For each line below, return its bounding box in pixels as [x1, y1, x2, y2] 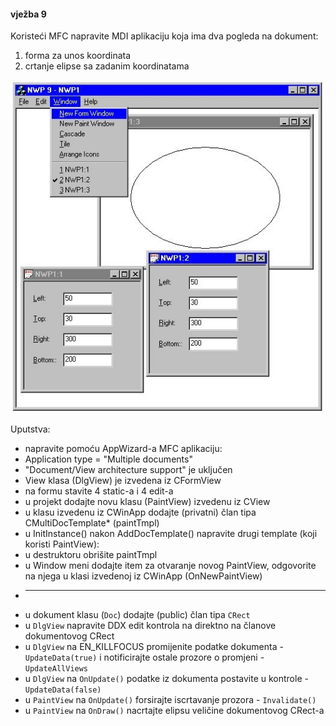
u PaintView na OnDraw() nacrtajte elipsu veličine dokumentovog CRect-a [24, 704, 325, 716]
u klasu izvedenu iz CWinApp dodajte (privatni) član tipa [24, 506, 257, 518]
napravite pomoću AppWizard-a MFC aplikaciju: [24, 442, 223, 454]
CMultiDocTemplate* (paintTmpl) [24, 516, 160, 529]
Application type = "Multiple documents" [24, 453, 193, 465]
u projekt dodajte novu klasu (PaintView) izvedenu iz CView [24, 495, 271, 507]
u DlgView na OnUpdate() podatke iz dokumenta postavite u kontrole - [24, 672, 309, 684]
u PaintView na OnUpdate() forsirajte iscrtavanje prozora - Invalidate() [24, 693, 317, 705]
